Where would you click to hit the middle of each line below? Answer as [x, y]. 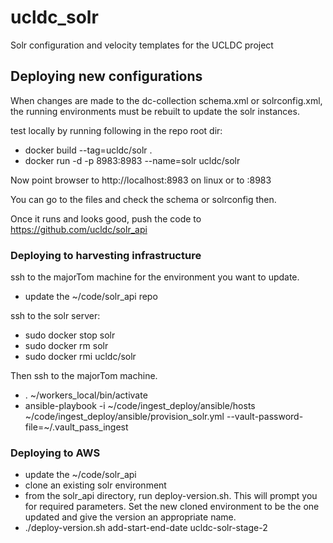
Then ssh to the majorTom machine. [84, 376]
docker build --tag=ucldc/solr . [88, 150]
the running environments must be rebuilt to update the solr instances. [155, 111]
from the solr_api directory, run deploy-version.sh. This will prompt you [171, 496]
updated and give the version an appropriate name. [130, 517]
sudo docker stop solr [70, 335]
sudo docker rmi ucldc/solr [80, 357]
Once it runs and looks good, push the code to [106, 218]
